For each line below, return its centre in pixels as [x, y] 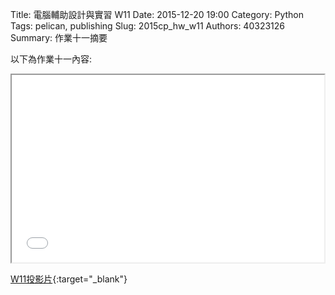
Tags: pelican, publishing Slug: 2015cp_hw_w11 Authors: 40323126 [147, 26]
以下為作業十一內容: [51, 59]
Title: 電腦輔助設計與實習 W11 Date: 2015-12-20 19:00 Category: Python [157, 14]
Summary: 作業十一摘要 [59, 37]
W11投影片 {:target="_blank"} [69, 279]
